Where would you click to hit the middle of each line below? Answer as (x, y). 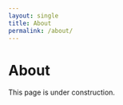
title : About (30, 23)
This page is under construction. (62, 92)
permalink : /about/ (41, 30)
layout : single (34, 16)
